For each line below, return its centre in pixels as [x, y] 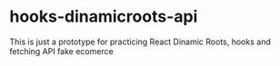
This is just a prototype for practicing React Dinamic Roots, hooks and [140, 42]
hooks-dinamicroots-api [104, 17]
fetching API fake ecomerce [61, 51]
